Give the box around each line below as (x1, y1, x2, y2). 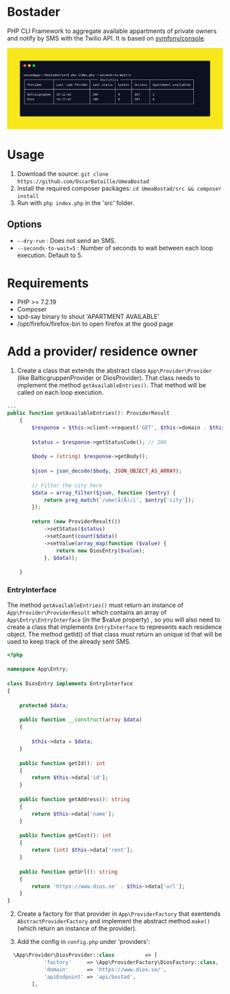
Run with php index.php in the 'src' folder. (16, 198, 135, 206)
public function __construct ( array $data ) (19, 716, 142, 724)
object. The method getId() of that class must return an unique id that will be (7, 630, 222, 638)
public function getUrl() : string (19, 868, 118, 875)
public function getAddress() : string (19, 796, 130, 803)
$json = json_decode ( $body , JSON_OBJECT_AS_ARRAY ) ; (31, 468, 183, 475)
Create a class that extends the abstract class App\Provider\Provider (16, 366, 212, 375)
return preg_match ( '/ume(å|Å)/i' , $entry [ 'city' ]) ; (43, 497, 194, 504)
